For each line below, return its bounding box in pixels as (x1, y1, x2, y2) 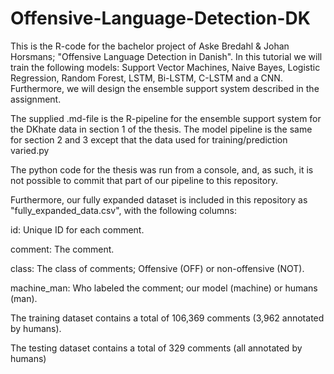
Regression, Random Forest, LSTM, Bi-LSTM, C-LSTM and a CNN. (10, 72, 283, 84)
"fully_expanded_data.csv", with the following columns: (10, 204, 237, 216)
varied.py (10, 144, 50, 156)
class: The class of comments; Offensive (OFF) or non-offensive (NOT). (10, 262, 305, 274)
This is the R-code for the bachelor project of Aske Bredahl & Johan (10, 40, 290, 52)
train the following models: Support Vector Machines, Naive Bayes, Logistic (10, 61, 321, 73)
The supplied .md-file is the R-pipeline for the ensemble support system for (10, 112, 322, 124)
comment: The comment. (10, 243, 115, 255)
